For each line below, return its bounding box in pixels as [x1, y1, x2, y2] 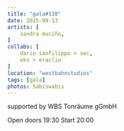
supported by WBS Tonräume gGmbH [7, 102, 118, 110]
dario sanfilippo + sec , [20, 50, 93, 57]
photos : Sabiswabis [7, 83, 65, 90]
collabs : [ [7, 43, 39, 50]
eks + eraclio [20, 57, 61, 64]
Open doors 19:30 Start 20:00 [7, 116, 94, 125]
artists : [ [7, 23, 39, 30]
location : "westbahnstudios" [7, 69, 93, 76]
